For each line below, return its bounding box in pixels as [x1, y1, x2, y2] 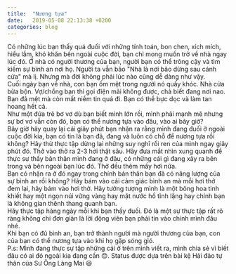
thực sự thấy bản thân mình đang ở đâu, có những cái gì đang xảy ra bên [7, 155, 218, 163]
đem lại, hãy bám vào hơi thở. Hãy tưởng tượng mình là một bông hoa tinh [7, 184, 220, 193]
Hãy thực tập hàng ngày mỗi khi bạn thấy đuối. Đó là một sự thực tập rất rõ [7, 207, 223, 215]
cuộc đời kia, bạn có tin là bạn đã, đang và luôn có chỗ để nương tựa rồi [7, 132, 215, 141]
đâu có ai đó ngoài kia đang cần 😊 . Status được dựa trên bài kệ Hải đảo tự [7, 252, 223, 260]
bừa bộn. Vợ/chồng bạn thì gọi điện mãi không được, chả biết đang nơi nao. [7, 87, 226, 96]
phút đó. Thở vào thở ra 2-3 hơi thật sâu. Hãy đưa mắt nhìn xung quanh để [7, 147, 223, 155]
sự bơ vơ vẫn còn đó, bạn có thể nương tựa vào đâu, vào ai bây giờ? [7, 117, 204, 126]
